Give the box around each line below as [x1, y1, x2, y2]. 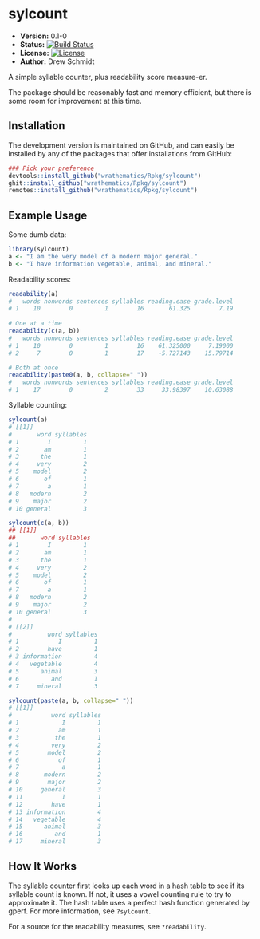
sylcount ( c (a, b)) [8, 519, 69, 527]
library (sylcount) [8, 245, 69, 254]
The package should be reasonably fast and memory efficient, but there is [8, 87, 252, 97]
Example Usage [8, 208, 88, 222]
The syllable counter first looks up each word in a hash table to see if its [8, 881, 245, 890]
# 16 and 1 [8, 831, 102, 838]
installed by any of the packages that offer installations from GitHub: [8, 148, 233, 158]
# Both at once [8, 364, 59, 372]
